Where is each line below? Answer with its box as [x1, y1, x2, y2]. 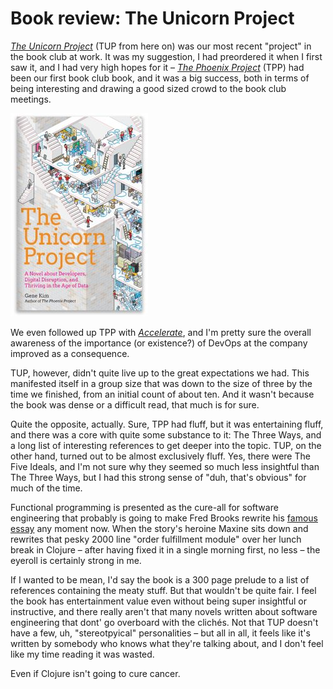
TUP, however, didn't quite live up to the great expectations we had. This [10, 367, 310, 379]
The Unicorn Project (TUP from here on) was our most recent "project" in [10, 40, 312, 52]
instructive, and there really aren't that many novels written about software [10, 605, 318, 617]
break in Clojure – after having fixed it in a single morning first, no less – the [10, 543, 321, 556]
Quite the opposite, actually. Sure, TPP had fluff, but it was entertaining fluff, [10, 418, 324, 430]
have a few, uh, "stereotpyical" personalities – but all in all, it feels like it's [10, 627, 311, 639]
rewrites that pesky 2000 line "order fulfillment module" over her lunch [10, 533, 302, 545]
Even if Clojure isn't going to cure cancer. [10, 667, 181, 679]
